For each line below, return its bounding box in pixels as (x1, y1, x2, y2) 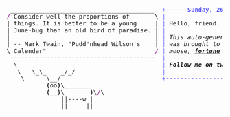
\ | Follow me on (13, 61, 214, 68)
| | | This (6, 34, 185, 41)
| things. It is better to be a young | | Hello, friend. (6, 20, 220, 27)
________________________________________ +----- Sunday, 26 (10, 6, 224, 13)
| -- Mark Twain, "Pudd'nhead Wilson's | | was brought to (6, 41, 220, 47)
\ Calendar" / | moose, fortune (6, 47, 220, 54)
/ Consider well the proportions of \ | (6, 13, 166, 20)
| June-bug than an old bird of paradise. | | (6, 27, 166, 34)
